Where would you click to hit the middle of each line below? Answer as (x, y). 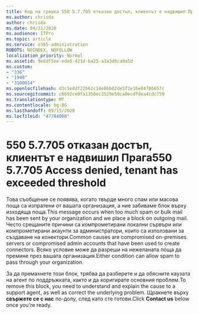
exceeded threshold (56, 183)
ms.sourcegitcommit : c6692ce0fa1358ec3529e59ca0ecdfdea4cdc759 (85, 94)
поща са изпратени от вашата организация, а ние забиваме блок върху (96, 206)
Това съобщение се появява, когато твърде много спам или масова (92, 199)
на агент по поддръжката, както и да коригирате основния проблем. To (96, 280)
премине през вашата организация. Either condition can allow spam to (93, 256)
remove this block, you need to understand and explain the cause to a (91, 286)
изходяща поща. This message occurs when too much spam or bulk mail (94, 212)
